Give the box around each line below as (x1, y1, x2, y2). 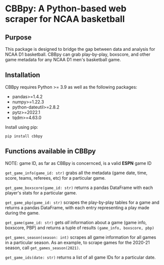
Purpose (5, 33, 32, 41)
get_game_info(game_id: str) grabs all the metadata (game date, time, (5, 170, 148, 176)
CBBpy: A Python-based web (5, 3, 127, 14)
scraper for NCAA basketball (5, 13, 125, 25)
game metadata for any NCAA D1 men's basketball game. (5, 57, 121, 62)
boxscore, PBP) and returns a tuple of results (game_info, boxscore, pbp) (5, 225, 155, 230)
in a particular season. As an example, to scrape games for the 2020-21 (5, 239, 150, 245)
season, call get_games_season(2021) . (5, 245, 80, 251)
